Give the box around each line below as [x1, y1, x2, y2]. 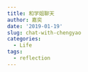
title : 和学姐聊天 [7, 10, 55, 17]
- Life [13, 42, 32, 49]
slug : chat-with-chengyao [7, 29, 81, 36]
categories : [7, 36, 41, 43]
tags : [7, 49, 23, 56]
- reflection [13, 55, 51, 62]
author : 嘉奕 [7, 16, 43, 23]
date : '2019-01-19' [7, 23, 63, 29]
